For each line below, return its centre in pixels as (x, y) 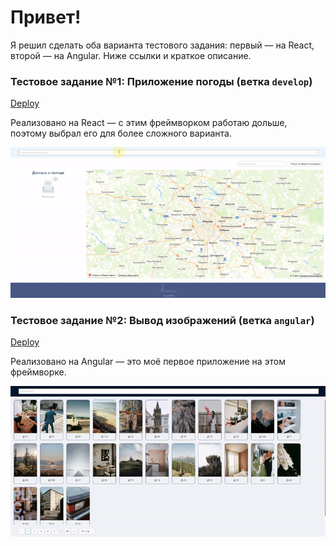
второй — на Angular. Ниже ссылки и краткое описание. (131, 55)
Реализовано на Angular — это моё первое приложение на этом (148, 362)
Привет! (46, 17)
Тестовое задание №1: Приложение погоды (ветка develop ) (161, 81)
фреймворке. (38, 372)
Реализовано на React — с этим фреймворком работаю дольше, (149, 123)
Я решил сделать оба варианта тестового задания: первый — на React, (162, 45)
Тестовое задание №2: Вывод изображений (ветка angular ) (162, 320)
